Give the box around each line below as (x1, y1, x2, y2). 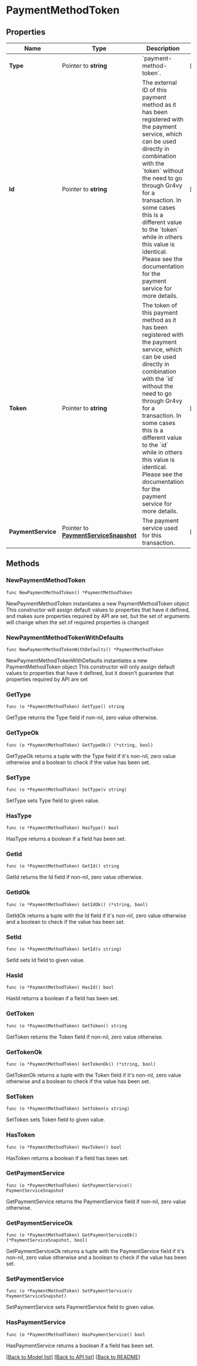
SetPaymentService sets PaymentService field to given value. (6, 1304, 155, 1311)
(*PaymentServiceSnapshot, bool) (6, 1237, 88, 1244)
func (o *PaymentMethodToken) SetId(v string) (6, 946, 122, 953)
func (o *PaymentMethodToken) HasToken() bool (6, 1144, 122, 1150)
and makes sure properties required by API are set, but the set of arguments (6, 612, 190, 619)
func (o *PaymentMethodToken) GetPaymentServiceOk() (6, 1233, 138, 1238)
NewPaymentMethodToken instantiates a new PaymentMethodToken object (6, 600, 189, 607)
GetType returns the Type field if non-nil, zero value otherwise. (6, 714, 158, 721)
